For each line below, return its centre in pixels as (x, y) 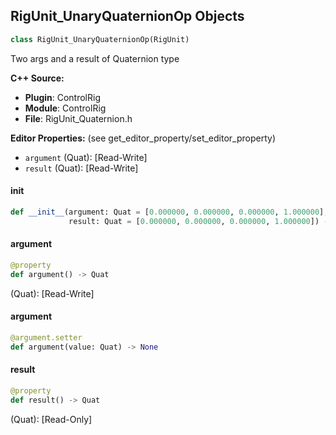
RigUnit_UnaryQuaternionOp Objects (127, 16)
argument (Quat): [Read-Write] (86, 157)
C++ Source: (37, 78)
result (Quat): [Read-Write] (81, 168)
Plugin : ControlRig (62, 97)
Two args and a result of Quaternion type (95, 58)
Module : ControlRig (65, 108)
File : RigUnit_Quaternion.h (78, 118)
